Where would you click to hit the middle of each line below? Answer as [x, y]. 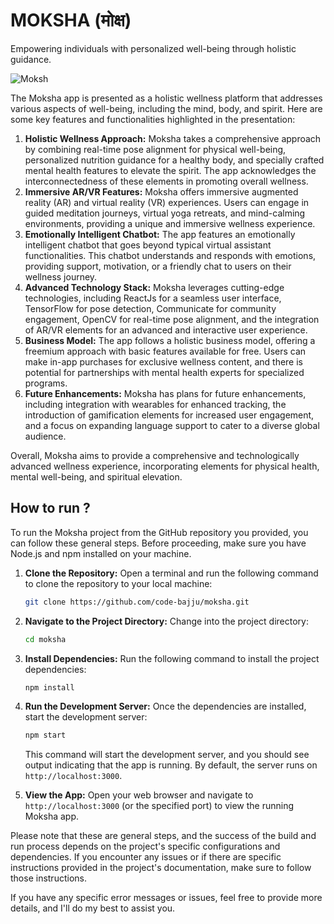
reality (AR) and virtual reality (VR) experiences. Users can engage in [167, 202]
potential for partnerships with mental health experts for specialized [164, 372]
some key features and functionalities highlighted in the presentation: [153, 119]
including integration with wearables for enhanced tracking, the [155, 404]
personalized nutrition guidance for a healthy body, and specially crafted [174, 160]
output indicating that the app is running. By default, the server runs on [171, 765]
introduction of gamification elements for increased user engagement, [169, 415]
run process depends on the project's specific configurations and [145, 846]
